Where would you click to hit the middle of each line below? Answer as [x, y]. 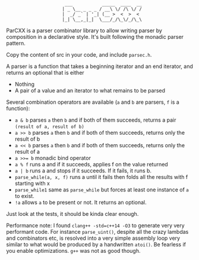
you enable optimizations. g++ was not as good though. [73, 251]
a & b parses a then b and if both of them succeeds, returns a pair [95, 120]
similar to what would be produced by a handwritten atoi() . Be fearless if [96, 244]
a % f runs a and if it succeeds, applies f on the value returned [91, 164]
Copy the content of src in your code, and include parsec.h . [79, 55]
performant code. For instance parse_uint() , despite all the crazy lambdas [97, 232]
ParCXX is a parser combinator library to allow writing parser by [84, 30]
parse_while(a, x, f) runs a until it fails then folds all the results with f [101, 177]
